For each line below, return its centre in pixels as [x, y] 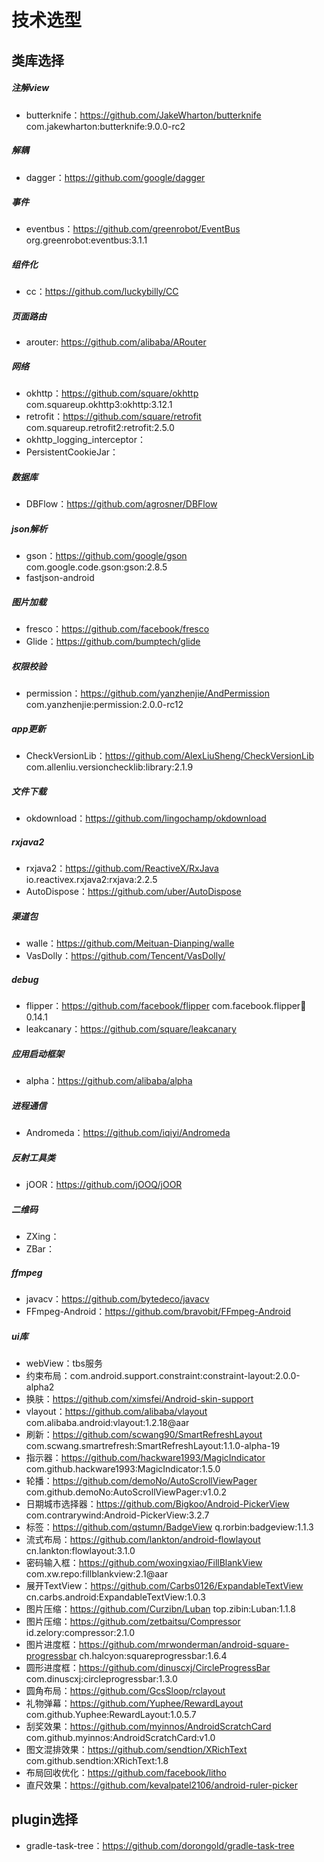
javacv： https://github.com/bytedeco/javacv [117, 1298]
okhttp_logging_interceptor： [85, 440]
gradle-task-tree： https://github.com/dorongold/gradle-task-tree [160, 1845]
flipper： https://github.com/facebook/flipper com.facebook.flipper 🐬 [166, 1006]
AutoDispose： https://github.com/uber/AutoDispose [133, 892]
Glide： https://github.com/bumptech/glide [113, 642]
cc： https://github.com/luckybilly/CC [102, 292]
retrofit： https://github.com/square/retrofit [113, 417]
